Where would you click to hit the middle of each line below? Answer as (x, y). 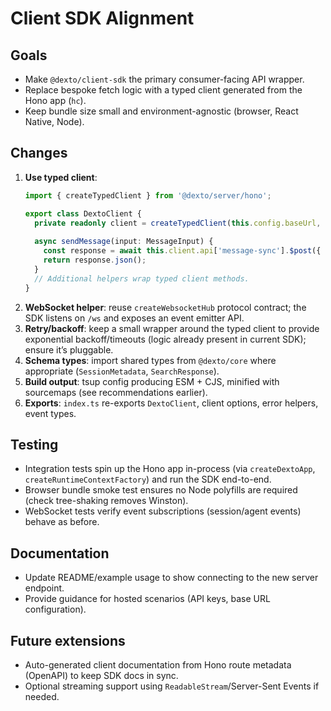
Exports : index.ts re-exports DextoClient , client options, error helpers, (171, 403)
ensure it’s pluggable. (69, 349)
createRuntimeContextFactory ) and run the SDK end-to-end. (148, 479)
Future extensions (68, 640)
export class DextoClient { (83, 213)
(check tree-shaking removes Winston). (106, 501)
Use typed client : (61, 177)
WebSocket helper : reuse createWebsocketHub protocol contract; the (165, 307)
